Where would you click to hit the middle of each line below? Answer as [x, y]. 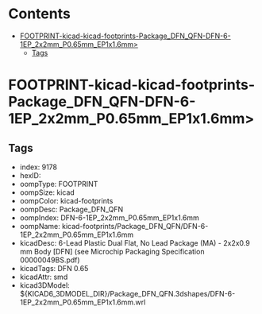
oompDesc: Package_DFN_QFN [71, 209]
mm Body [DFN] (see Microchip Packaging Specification [112, 251]
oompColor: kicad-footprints [66, 200]
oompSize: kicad [47, 192]
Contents [40, 14]
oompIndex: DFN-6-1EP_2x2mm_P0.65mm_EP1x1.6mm [110, 217]
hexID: [30, 175]
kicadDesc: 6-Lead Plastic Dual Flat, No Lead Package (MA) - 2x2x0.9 [135, 242]
